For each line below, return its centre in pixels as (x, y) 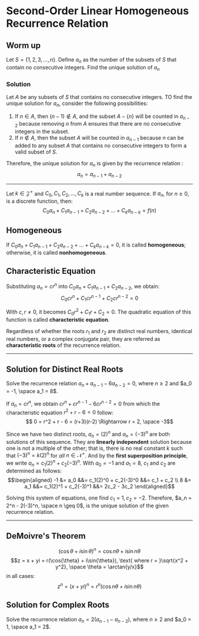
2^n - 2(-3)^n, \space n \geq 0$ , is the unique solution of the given (87, 506)
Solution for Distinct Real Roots (65, 369)
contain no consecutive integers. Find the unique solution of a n (83, 68)
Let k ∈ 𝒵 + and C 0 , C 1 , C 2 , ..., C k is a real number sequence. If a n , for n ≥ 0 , (98, 194)
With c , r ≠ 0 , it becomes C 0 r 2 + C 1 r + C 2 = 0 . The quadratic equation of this (99, 312)
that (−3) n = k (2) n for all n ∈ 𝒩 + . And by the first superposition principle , (97, 455)
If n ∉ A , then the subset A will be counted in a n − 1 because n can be (99, 139)
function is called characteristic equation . (58, 319)
